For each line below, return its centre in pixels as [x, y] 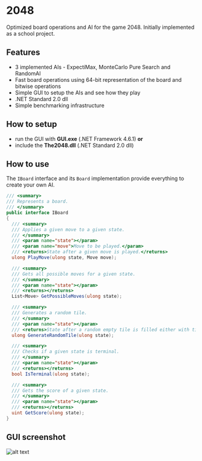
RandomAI [28, 73]
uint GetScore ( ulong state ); [48, 413]
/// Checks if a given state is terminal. [66, 352]
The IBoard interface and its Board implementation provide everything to [95, 179]
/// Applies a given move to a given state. [68, 229]
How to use [28, 164]
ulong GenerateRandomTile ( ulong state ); [63, 335]
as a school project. [31, 33]
